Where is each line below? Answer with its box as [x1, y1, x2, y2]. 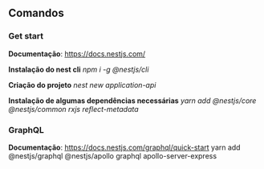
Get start [8, 31, 44, 42]
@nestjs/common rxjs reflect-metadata [8, 104, 139, 113]
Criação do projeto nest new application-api [8, 80, 156, 89]
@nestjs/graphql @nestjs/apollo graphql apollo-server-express [8, 150, 217, 160]
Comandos [8, 6, 64, 20]
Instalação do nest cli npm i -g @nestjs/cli [8, 64, 149, 74]
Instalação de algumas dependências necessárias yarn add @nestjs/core [8, 96, 257, 105]
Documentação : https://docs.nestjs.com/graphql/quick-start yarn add [8, 142, 241, 152]
